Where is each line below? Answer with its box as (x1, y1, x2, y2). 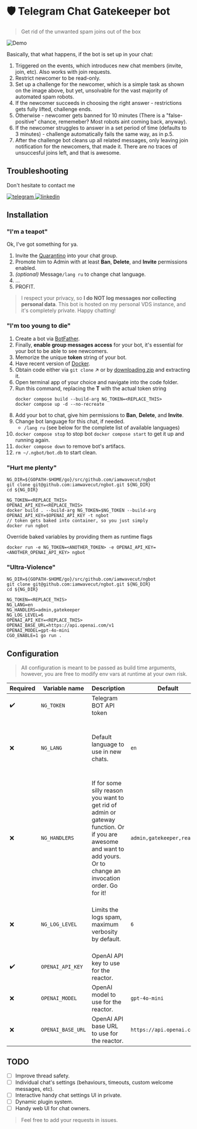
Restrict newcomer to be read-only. (15, 74, 101, 81)
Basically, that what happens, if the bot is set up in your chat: (6, 50, 154, 57)
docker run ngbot (6, 523, 49, 529)
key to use (91, 959, 120, 967)
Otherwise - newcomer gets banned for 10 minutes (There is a (15, 112, 165, 119)
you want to (91, 794, 125, 802)
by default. (91, 935, 122, 943)
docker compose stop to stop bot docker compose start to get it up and (15, 430, 185, 437)
